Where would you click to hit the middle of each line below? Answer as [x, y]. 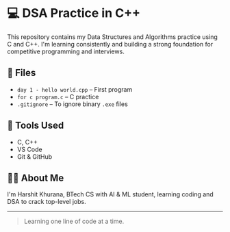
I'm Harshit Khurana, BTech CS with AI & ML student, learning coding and [110, 194]
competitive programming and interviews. [66, 51]
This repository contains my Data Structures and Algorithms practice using [112, 37]
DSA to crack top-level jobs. [47, 202]
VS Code [29, 149]
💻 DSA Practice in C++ [74, 13]
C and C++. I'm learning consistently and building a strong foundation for [110, 44]
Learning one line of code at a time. [74, 221]
